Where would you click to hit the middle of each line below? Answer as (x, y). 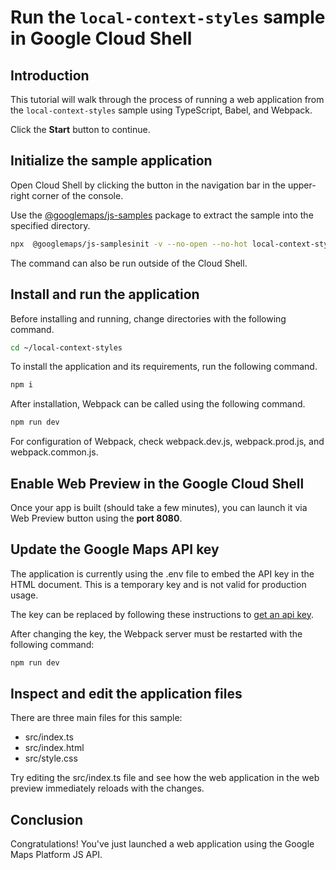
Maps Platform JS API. (56, 855)
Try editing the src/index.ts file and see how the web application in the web (165, 778)
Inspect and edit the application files (126, 694)
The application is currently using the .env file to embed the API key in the (162, 573)
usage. (24, 595)
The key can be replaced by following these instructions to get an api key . (162, 614)
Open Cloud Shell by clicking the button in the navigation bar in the (148, 185)
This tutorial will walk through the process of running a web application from (167, 99)
